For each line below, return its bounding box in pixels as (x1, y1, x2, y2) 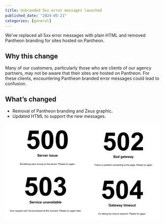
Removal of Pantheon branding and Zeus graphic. (12, 108, 113, 114)
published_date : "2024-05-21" (5, 13, 67, 18)
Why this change (5, 52, 58, 60)
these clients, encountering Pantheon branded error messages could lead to (5, 75, 160, 81)
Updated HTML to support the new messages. (12, 113, 107, 119)
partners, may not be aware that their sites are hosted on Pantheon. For (5, 70, 150, 76)
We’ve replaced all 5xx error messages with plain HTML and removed (5, 32, 146, 38)
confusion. (5, 81, 27, 87)
